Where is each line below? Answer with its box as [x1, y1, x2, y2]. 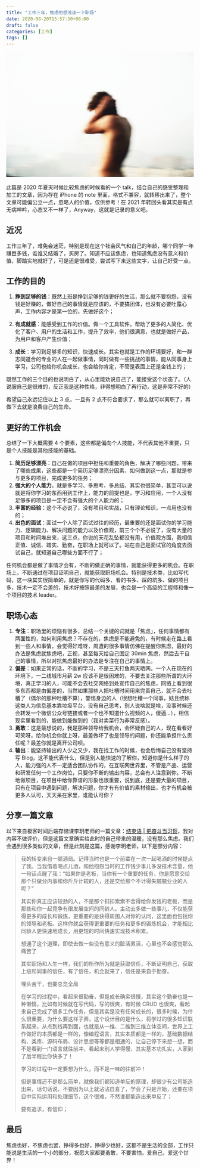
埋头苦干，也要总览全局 [20, 980, 79, 987]
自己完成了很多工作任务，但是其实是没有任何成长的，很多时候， [26, 1007, 183, 1015]
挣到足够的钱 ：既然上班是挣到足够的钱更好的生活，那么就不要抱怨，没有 [14, 293, 192, 300]
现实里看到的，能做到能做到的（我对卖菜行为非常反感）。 [14, 717, 154, 724]
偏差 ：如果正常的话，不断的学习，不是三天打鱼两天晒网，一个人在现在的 [14, 665, 192, 672]
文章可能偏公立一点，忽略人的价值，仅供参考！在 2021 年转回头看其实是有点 [6, 199, 193, 206]
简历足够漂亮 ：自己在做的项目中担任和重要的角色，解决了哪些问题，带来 [14, 460, 192, 467]
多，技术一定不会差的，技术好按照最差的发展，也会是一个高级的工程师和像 [6, 584, 189, 591]
